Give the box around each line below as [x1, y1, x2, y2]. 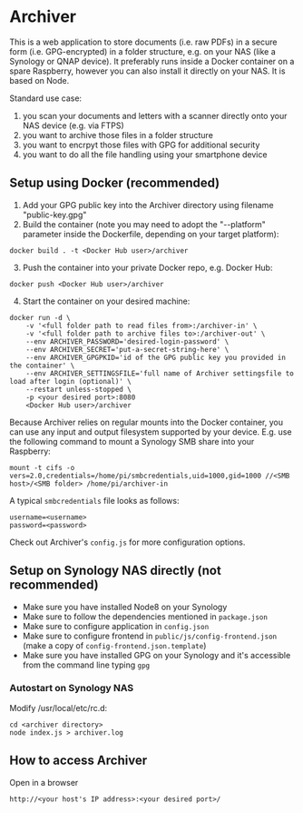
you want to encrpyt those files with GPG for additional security [22, 139, 260, 150]
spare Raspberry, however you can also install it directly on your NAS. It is [9, 65, 286, 76]
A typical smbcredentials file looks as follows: [9, 495, 180, 506]
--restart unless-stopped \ [25, 385, 132, 394]
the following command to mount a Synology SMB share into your [9, 436, 255, 447]
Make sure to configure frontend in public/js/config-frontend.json [22, 630, 278, 641]
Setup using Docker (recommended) [9, 176, 220, 191]
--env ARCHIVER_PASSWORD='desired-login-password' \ [25, 336, 230, 346]
